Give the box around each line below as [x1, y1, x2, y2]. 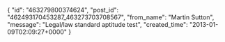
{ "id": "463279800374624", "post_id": [7, 6, 119, 14]
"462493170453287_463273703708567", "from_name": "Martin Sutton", [7, 13, 215, 21]
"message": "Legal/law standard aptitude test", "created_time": [7, 21, 188, 28]
